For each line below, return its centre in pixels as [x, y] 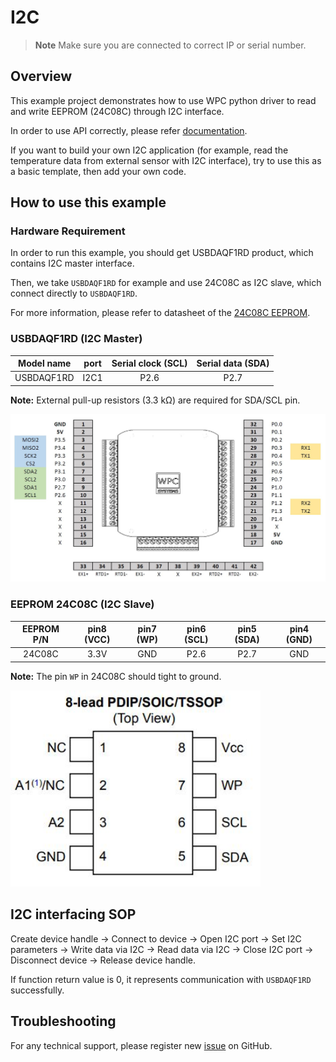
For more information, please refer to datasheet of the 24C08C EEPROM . [160, 313]
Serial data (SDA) [233, 363]
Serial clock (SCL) [149, 363]
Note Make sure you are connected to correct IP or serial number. [170, 45]
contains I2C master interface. [72, 263]
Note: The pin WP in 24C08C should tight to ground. [116, 676]
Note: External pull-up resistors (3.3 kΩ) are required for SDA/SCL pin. [155, 400]
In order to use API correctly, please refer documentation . [129, 130]
